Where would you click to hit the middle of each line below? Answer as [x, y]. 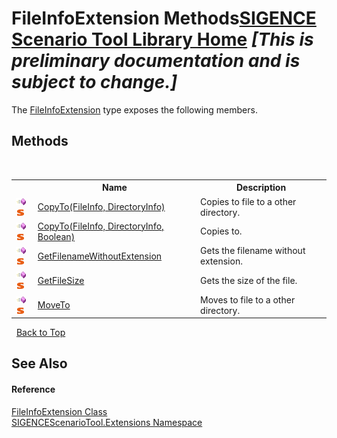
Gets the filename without [253, 250]
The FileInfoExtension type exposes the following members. [134, 109]
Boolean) [56, 236]
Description [261, 188]
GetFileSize [61, 280]
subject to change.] [94, 82]
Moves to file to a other [248, 299]
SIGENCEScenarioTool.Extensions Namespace [107, 422]
